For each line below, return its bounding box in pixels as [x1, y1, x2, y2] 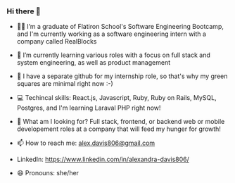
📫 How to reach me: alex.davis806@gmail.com [16, 139, 155, 147]
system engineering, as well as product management [16, 58, 170, 67]
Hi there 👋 [6, 6, 42, 16]
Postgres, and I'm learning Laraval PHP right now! [16, 103, 161, 112]
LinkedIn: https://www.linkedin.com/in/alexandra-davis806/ [16, 155, 189, 164]
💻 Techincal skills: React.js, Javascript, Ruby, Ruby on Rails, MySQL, [16, 94, 217, 102]
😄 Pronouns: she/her [16, 169, 79, 177]
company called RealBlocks [16, 37, 97, 46]
